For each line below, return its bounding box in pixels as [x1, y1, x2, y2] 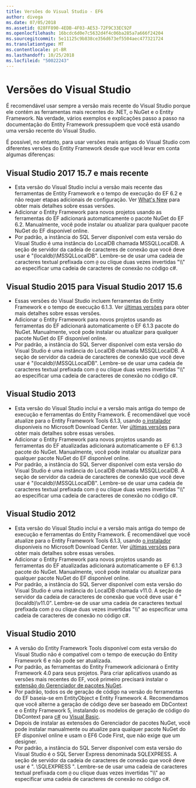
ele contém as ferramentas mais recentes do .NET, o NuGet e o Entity [6, 109, 174, 116]
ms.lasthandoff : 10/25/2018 [6, 52, 75, 58]
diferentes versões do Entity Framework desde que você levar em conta [6, 145, 180, 152]
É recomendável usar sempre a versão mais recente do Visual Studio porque [6, 102, 191, 109]
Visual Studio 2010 [6, 629, 76, 639]
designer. [14, 738, 37, 745]
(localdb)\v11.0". [14, 599, 53, 606]
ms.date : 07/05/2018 [6, 19, 57, 25]
